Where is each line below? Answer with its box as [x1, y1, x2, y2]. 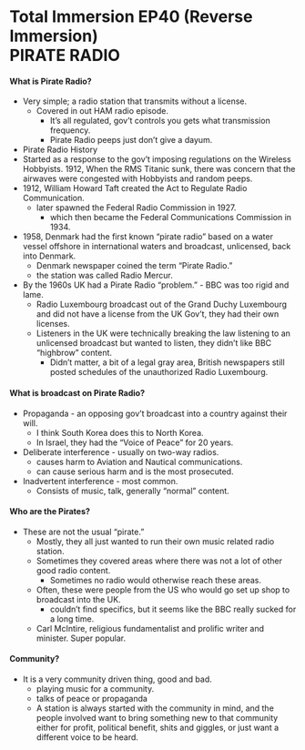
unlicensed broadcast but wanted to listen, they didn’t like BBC [36, 338, 272, 349]
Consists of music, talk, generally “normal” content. [36, 485, 229, 496]
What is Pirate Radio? [9, 76, 93, 86]
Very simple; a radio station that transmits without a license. [22, 96, 248, 106]
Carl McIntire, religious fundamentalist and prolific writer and [36, 623, 265, 633]
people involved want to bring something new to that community [36, 713, 279, 723]
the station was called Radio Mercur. [36, 270, 173, 281]
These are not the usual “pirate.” [22, 526, 145, 537]
